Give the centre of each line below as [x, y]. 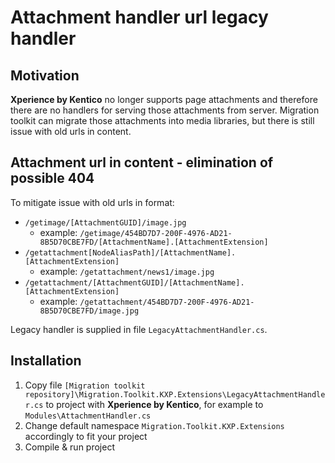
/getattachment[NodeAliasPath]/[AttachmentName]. [130, 252]
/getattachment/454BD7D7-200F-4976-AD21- [167, 302]
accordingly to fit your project [86, 436]
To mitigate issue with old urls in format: [92, 202]
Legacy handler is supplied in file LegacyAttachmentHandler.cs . [139, 329]
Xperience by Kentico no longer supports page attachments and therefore [164, 99]
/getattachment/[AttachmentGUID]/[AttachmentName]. [134, 282]
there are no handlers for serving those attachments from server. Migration [165, 110]
